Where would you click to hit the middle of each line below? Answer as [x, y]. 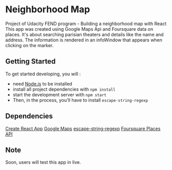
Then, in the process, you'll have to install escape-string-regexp [80, 100]
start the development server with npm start [60, 94]
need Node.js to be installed [42, 83]
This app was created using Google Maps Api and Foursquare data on [79, 29]
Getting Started [31, 62]
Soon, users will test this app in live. [43, 162]
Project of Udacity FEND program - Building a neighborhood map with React [86, 24]
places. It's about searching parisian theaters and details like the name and [84, 34]
